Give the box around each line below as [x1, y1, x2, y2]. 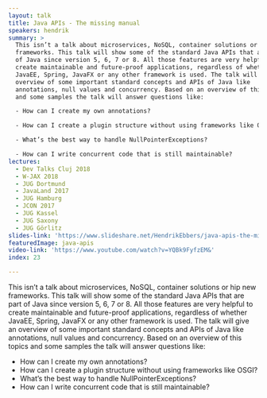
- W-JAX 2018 [15, 172, 59, 180]
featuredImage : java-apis [8, 239, 94, 247]
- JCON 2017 [15, 202, 56, 211]
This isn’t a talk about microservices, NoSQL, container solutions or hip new [8, 283, 257, 292]
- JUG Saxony [15, 216, 59, 225]
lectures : [8, 157, 41, 165]
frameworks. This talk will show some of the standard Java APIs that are [8, 291, 245, 300]
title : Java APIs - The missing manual [8, 19, 141, 27]
